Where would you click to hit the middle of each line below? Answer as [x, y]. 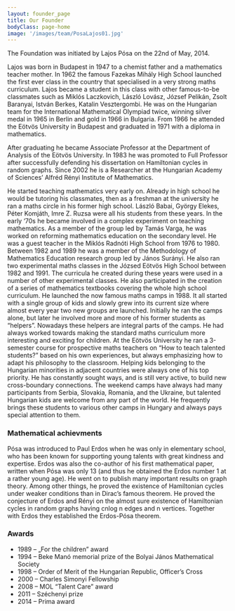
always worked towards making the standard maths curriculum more [106, 333]
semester [21, 348]
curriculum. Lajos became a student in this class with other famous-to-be [113, 89]
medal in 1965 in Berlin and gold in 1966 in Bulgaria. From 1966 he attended [116, 119]
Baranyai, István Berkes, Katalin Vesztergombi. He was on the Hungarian [112, 104]
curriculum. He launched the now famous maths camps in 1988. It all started [117, 296]
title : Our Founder [36, 20]
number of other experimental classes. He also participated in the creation [115, 281]
